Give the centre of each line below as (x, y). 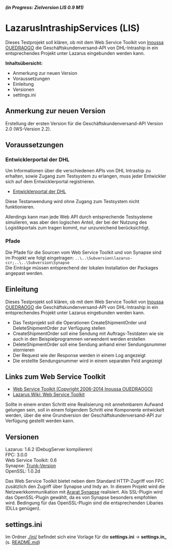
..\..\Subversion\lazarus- (104, 258)
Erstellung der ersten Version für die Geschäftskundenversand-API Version (84, 123)
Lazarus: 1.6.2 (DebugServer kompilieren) (49, 449)
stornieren (24, 350)
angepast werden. (24, 273)
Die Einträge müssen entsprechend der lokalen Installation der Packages (82, 268)
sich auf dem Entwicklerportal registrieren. (50, 182)
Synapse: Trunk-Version (31, 466)
